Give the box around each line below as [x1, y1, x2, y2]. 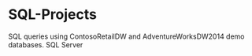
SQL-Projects [8, 6, 97, 24]
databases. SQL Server [8, 39, 83, 49]
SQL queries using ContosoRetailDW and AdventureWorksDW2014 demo [8, 32, 245, 41]
